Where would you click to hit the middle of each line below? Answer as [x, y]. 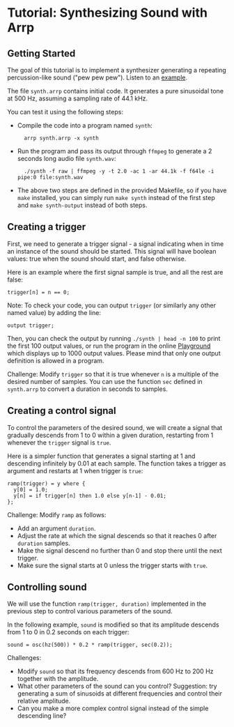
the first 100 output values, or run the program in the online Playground [109, 346]
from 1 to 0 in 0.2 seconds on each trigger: [68, 632]
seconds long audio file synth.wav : [67, 159]
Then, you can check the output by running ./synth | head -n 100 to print [114, 338]
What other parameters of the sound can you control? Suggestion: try [117, 686]
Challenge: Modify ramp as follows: [57, 514]
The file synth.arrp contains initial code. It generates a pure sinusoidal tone [116, 91]
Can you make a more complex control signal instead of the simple [113, 708]
